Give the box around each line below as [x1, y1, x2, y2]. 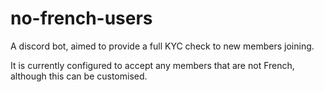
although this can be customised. [10, 70, 148, 82]
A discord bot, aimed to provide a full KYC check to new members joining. [10, 40, 315, 52]
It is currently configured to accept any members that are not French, [10, 59, 295, 71]
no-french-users [10, 7, 153, 30]
